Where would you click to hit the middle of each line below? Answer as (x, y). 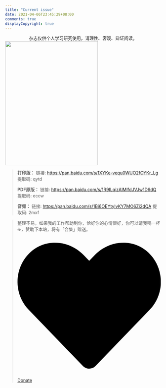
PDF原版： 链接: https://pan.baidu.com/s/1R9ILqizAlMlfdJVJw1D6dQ (87, 190)
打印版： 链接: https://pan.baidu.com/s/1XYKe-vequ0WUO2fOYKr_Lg (88, 173)
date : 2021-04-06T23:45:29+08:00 (40, 14)
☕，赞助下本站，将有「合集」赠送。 (54, 229)
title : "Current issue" (30, 10)
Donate (25, 381)
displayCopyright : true (30, 24)
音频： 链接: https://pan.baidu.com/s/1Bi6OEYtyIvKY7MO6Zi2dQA (84, 206)
